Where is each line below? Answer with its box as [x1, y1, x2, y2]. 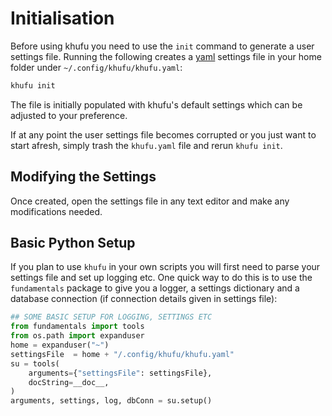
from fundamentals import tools [10, 322, 145, 332]
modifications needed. [10, 205, 103, 217]
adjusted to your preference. [10, 109, 128, 121]
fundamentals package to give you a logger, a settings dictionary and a [10, 282, 300, 294]
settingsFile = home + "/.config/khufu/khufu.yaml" [10, 349, 235, 359]
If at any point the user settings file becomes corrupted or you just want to [10, 128, 317, 141]
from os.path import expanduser [10, 331, 145, 341]
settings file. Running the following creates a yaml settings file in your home [10, 50, 322, 62]
